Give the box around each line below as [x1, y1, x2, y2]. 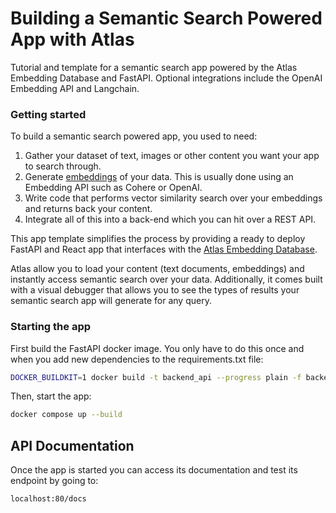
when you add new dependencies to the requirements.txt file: [10, 353, 264, 365]
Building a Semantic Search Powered [10, 7, 323, 30]
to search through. [24, 160, 102, 172]
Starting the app [10, 320, 92, 334]
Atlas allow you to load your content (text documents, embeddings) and [10, 263, 305, 275]
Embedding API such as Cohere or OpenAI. [24, 182, 203, 194]
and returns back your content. [24, 203, 153, 215]
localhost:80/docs [10, 494, 87, 504]
